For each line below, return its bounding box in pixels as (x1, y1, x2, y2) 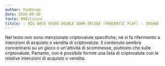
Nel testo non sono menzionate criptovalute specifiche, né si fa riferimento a (5, 34, 160, 40)
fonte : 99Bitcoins (5, 16, 43, 21)
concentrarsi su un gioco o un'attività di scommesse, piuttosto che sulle (5, 45, 151, 51)
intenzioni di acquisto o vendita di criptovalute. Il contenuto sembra (5, 40, 141, 46)
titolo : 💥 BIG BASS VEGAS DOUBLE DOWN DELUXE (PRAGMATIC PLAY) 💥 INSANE (5, 21, 159, 26)
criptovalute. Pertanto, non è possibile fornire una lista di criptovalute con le (5, 50, 159, 56)
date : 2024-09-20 (5, 12, 41, 17)
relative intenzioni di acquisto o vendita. (5, 55, 86, 62)
